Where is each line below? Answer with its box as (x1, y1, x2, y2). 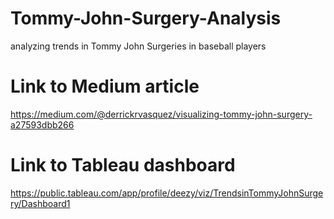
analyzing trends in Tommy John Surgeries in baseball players (10, 40, 267, 52)
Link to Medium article (10, 75, 200, 98)
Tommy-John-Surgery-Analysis (10, 7, 282, 30)
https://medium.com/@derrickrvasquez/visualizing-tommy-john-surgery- (10, 108, 313, 120)
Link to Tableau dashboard (10, 154, 236, 177)
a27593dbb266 (10, 118, 75, 131)
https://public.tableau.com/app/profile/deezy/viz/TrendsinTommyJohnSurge (10, 187, 324, 199)
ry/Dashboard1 (10, 197, 71, 209)
